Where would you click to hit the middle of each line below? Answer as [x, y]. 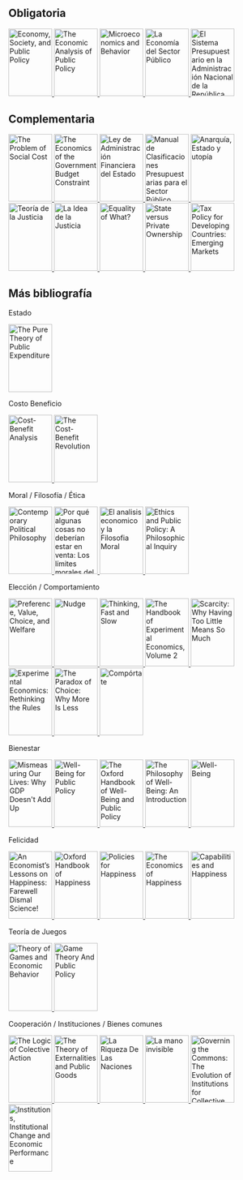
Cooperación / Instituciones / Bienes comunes [85, 1023]
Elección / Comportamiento [54, 587]
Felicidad [23, 840]
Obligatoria [37, 13]
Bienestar [24, 748]
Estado [20, 313]
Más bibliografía [51, 293]
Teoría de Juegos [38, 932]
